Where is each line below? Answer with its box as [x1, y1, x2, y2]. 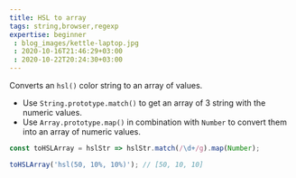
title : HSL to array [9, 13, 88, 23]
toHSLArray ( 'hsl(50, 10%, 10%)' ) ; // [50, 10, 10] [9, 160, 204, 169]
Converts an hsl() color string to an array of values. [9, 80, 203, 90]
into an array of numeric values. [22, 126, 142, 136]
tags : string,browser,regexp [9, 22, 119, 31]
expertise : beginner [9, 30, 88, 39]
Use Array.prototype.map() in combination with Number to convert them [22, 117, 287, 127]
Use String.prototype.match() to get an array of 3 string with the [22, 98, 266, 108]
